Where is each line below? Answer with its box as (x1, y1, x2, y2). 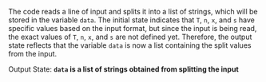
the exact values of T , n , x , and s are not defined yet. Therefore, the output (8, 32, 252, 41)
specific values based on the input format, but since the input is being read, (8, 24, 257, 33)
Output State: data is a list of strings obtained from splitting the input (8, 64, 240, 74)
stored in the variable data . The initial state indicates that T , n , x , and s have (8, 15, 256, 25)
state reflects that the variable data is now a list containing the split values (8, 41, 252, 50)
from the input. (8, 49, 58, 58)
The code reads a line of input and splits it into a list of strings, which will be (8, 7, 258, 16)
